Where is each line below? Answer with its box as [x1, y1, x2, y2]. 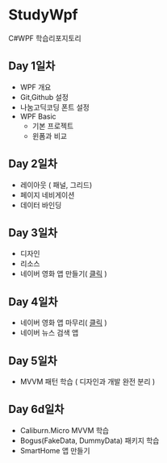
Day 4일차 [8, 294, 58, 308]
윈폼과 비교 [31, 131, 67, 140]
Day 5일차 [8, 353, 58, 368]
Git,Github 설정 [19, 92, 69, 102]
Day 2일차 [8, 157, 58, 171]
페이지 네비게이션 [19, 190, 75, 199]
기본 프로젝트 [31, 121, 74, 131]
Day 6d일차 [8, 403, 65, 416]
